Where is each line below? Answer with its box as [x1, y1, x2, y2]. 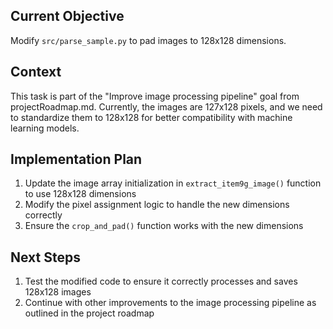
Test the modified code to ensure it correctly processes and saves [24, 275, 298, 288]
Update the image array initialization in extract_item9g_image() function [24, 177, 322, 189]
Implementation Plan [10, 151, 143, 168]
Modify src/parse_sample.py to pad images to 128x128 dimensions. [10, 34, 287, 46]
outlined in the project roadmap [24, 307, 155, 319]
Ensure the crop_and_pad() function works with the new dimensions [24, 220, 304, 232]
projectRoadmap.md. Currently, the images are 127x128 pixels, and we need [10, 100, 323, 113]
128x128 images [24, 286, 92, 298]
